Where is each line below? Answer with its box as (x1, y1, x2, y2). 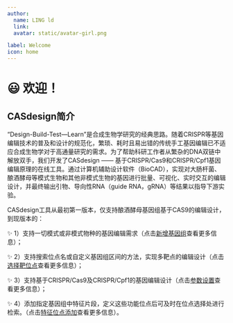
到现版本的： (7, 215, 44, 222)
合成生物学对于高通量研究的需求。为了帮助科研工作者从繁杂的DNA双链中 (12, 147, 221, 156)
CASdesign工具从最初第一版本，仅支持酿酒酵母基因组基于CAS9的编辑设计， (7, 206, 225, 214)
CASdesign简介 (7, 110, 75, 122)
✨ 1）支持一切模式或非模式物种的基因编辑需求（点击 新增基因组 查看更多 (7, 229, 212, 237)
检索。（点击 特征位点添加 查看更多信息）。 (7, 308, 123, 316)
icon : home (7, 49, 39, 56)
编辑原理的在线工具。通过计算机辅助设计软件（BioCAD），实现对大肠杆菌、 (7, 165, 221, 173)
